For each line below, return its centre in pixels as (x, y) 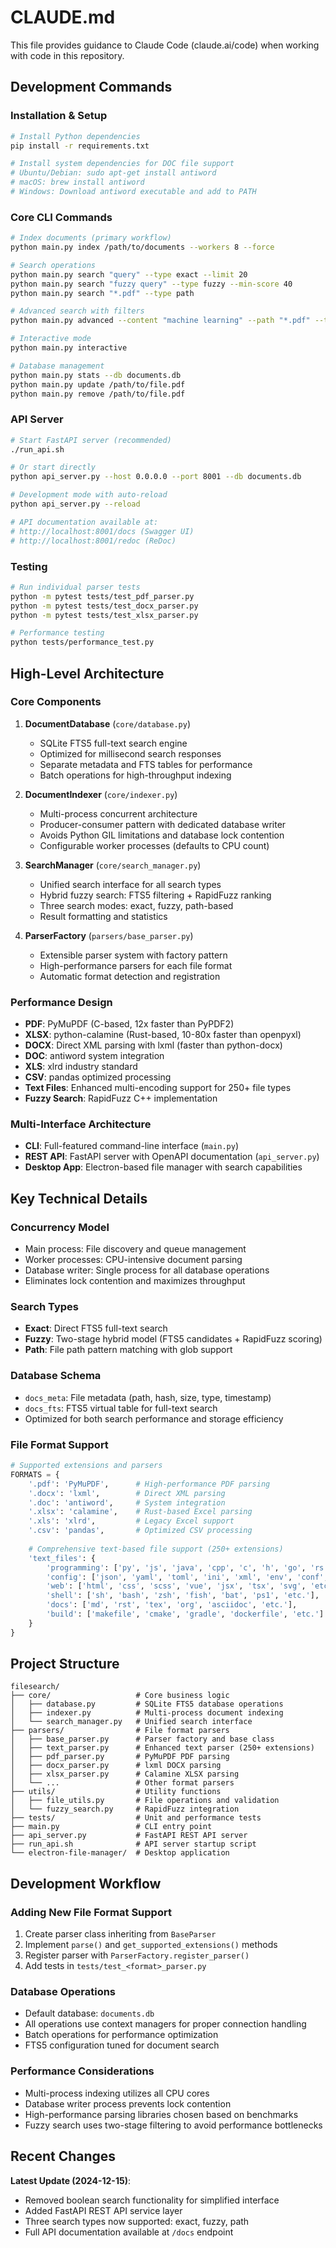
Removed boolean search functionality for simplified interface (152, 2200)
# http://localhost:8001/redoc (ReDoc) (93, 541)
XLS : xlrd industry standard (81, 1067)
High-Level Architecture (87, 673)
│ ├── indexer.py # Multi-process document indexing (147, 1713)
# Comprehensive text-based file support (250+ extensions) (156, 1549)
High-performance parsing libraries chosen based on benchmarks (161, 2114)
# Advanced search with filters (77, 311)
